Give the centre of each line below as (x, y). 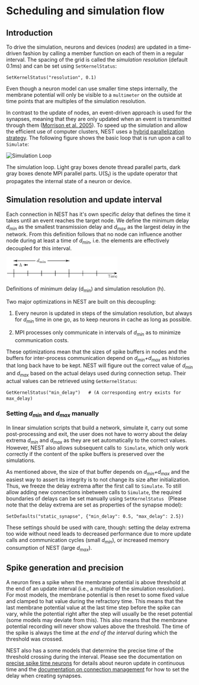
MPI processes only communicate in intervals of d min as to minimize (98, 333)
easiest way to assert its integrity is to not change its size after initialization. (98, 480)
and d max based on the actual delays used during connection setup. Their (96, 374)
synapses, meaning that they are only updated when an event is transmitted (99, 119)
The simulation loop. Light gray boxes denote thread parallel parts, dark (93, 167)
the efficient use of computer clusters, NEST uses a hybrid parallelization (95, 131)
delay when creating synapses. (44, 676)
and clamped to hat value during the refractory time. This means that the (95, 601)
